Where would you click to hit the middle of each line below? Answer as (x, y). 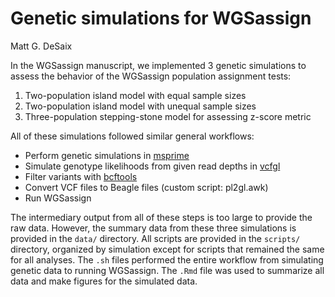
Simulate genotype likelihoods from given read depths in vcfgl (152, 166)
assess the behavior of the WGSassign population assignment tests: (151, 76)
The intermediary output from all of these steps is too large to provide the (161, 217)
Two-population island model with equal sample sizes (135, 95)
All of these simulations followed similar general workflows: (132, 136)
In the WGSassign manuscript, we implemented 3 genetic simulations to (158, 65)
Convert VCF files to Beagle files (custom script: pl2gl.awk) (146, 187)
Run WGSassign (58, 198)
